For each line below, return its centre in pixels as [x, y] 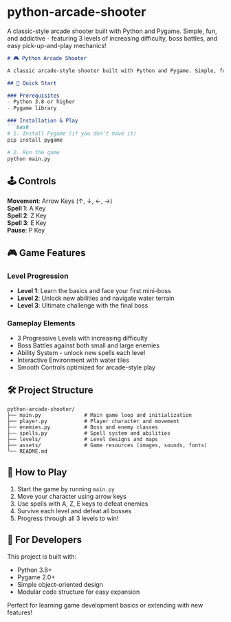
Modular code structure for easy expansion [78, 592]
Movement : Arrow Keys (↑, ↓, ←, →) [60, 201]
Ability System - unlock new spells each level [81, 353]
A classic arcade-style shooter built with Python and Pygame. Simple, [112, 71]
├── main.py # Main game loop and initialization [100, 416]
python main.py [29, 159]
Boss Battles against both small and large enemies [88, 345]
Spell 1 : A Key [26, 208]
